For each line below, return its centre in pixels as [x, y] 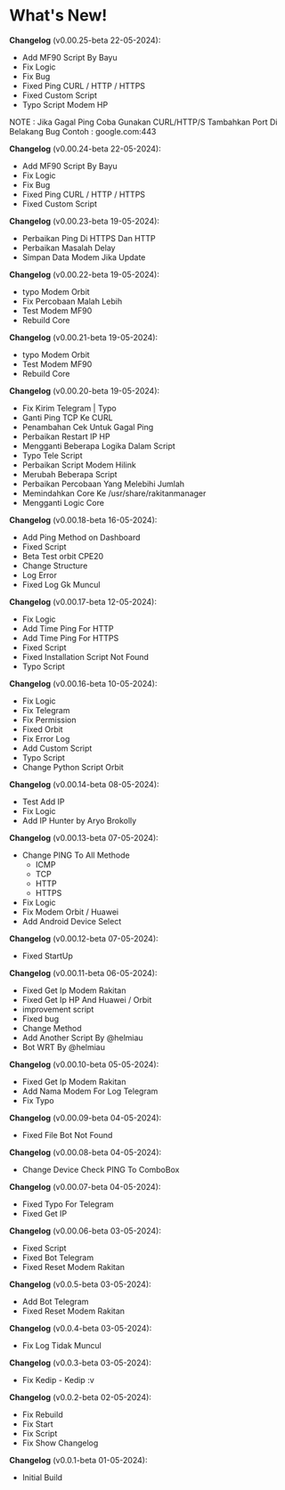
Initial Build [42, 1477]
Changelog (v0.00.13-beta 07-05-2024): [84, 837]
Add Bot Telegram [55, 1301]
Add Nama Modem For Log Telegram [90, 1091]
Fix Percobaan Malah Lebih [72, 301]
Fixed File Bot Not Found [67, 1135]
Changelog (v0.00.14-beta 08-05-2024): [84, 784]
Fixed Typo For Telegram [68, 1204]
